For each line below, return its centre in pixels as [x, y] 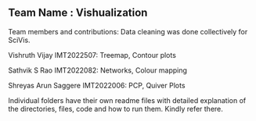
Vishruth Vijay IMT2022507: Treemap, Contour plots [92, 55]
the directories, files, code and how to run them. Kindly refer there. [115, 109]
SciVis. [19, 40]
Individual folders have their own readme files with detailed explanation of [127, 100]
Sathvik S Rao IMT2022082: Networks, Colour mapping [98, 70]
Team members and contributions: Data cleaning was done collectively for [128, 31]
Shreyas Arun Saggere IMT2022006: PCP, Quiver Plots [97, 85]
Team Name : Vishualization [78, 13]
